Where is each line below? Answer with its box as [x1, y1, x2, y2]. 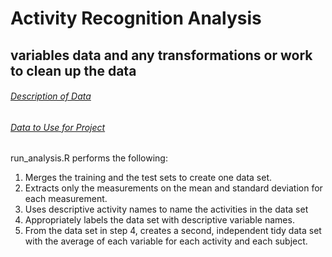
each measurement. [24, 193, 108, 205]
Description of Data [10, 90, 92, 102]
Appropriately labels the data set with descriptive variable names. [24, 214, 295, 226]
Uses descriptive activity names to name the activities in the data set [24, 203, 309, 216]
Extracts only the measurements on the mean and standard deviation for [24, 182, 323, 194]
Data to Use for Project [10, 121, 106, 133]
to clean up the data [10, 62, 137, 79]
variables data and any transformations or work [10, 47, 313, 64]
